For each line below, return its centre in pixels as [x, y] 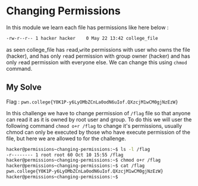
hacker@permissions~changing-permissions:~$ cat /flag [76, 166]
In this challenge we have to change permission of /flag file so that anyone [98, 113]
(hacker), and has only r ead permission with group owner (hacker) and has [98, 56]
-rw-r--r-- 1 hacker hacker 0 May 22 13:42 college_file [82, 38]
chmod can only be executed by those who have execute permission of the [98, 132]
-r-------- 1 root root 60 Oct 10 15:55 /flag [65, 155]
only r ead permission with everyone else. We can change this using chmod [97, 62]
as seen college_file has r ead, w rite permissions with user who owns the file [98, 49]
